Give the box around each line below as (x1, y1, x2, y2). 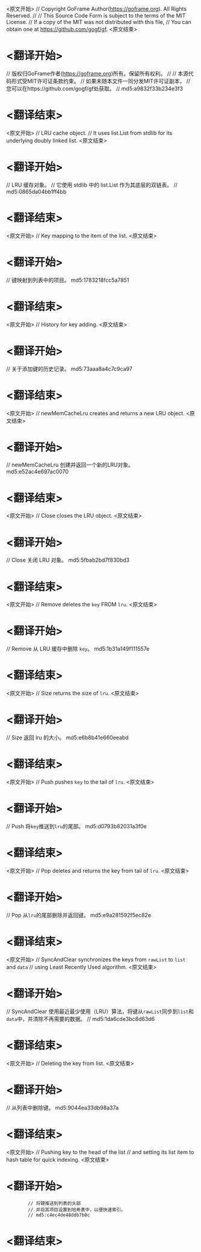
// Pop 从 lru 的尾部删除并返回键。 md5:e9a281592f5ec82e (6, 911, 152, 919)
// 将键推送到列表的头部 (28, 1200, 81, 1207)
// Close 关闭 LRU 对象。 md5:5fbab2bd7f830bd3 (6, 556, 130, 564)
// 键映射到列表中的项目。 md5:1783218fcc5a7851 (6, 276, 129, 284)
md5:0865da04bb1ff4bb (6, 188, 67, 195)
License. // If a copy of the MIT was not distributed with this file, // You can (6, 19, 191, 25)
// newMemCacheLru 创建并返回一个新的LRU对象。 (6, 461, 134, 468)
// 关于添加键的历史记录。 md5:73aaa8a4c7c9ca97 (6, 365, 132, 372)
